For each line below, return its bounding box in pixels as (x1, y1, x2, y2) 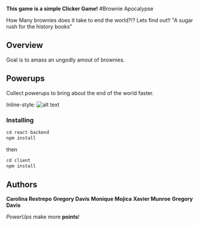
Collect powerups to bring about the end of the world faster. (6, 89, 154, 96)
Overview (6, 40, 44, 50)
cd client (6, 157, 31, 163)
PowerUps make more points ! (6, 213, 80, 221)
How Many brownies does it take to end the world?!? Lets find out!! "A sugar (6, 17, 193, 23)
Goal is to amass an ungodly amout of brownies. (6, 56, 125, 63)
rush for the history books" (6, 23, 73, 30)
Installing (6, 116, 34, 124)
